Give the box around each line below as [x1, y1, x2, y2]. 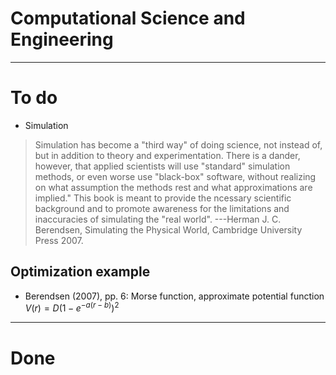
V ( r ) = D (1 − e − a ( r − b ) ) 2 [24, 300, 120, 314]
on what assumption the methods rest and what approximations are [34, 181, 313, 193]
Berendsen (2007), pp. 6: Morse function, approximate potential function [24, 290, 325, 302]
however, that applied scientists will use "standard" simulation [34, 160, 291, 172]
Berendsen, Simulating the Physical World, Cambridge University [34, 223, 303, 236]
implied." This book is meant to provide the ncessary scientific [34, 192, 292, 204]
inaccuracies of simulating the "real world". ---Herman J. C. [34, 213, 282, 225]
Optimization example [10, 263, 151, 281]
